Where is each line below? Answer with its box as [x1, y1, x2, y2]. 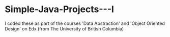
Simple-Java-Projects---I [5, 4, 114, 15]
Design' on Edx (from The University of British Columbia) [5, 25, 124, 31]
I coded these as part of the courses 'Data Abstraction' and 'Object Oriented [5, 20, 165, 26]
